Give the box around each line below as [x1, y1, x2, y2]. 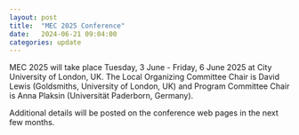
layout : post [9, 12, 58, 22]
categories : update [9, 37, 82, 47]
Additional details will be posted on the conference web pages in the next [9, 107, 279, 118]
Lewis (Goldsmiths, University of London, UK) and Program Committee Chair [9, 81, 290, 91]
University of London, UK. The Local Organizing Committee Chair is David [9, 72, 280, 83]
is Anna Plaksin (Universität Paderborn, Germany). [9, 91, 194, 101]
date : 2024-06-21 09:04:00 [9, 29, 117, 38]
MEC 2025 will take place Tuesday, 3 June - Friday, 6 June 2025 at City [9, 62, 272, 73]
